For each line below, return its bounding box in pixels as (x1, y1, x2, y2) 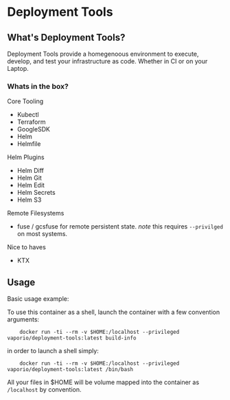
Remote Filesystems (7, 209, 65, 218)
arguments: (7, 315, 40, 324)
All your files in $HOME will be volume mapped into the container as (7, 378, 200, 386)
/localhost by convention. (7, 386, 82, 394)
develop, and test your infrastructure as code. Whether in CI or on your (7, 57, 208, 65)
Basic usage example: (7, 295, 69, 303)
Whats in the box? (7, 81, 69, 91)
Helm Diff (16, 167, 45, 175)
